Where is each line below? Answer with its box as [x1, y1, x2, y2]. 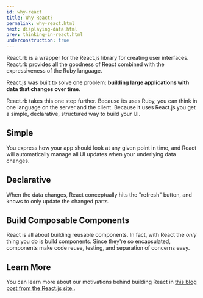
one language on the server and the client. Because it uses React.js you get [6, 104, 196, 111]
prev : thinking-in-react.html [6, 32, 84, 38]
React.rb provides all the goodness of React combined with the [6, 60, 165, 68]
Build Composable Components [6, 215, 130, 226]
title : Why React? [6, 15, 53, 21]
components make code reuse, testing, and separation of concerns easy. [6, 244, 190, 252]
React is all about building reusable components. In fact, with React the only [6, 231, 197, 239]
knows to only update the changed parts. [6, 197, 110, 205]
